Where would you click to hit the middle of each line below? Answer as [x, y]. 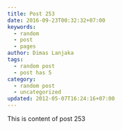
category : [22, 79]
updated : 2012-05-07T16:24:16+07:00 [61, 99]
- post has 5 [33, 72]
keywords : [22, 27]
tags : [15, 60]
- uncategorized [37, 92]
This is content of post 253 [47, 119]
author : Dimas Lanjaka [41, 53]
